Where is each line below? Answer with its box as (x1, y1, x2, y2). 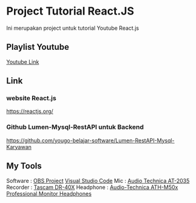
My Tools (6, 161, 42, 171)
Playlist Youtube (6, 42, 70, 52)
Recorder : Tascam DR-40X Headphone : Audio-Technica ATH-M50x (6, 184, 178, 191)
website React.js (6, 94, 56, 103)
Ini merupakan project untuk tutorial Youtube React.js (6, 24, 140, 32)
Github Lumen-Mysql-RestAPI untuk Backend (6, 123, 144, 131)
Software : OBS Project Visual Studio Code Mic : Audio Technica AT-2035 (6, 177, 190, 184)
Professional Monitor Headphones (6, 190, 92, 197)
